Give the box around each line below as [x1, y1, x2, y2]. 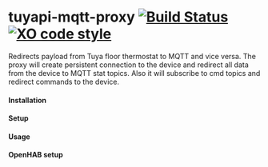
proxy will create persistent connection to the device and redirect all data [8, 60, 250, 70]
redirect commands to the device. [8, 77, 120, 86]
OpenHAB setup [8, 150, 64, 160]
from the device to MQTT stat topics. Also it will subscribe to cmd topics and [8, 68, 261, 78]
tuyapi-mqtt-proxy [8, 8, 135, 26]
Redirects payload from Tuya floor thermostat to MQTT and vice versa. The [8, 51, 256, 61]
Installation [8, 95, 46, 105]
